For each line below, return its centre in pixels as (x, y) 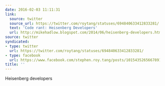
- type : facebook (23, 55)
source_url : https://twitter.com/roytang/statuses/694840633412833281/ (84, 23)
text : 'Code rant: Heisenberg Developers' (54, 28)
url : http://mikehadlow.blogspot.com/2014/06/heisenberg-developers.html (86, 32)
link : (11, 14)
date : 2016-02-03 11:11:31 (33, 10)
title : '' (15, 64)
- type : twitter (22, 46)
